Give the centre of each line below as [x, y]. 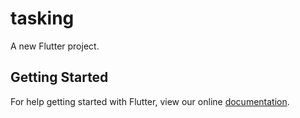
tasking [42, 18]
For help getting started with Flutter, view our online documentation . [150, 101]
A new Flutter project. [55, 46]
